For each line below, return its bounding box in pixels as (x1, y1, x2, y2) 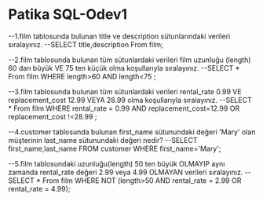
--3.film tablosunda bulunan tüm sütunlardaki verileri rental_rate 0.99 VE (8, 86, 242, 96)
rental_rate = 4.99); (8, 184, 71, 193)
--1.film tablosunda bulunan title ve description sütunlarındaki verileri (8, 31, 231, 41)
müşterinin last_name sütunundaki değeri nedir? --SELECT (8, 135, 198, 144)
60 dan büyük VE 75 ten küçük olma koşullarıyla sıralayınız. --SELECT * (8, 63, 240, 72)
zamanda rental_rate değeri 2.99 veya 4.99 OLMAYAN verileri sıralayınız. (8, 167, 243, 177)
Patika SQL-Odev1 (8, 5, 128, 24)
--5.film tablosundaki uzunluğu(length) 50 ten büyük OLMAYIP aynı (8, 159, 225, 168)
